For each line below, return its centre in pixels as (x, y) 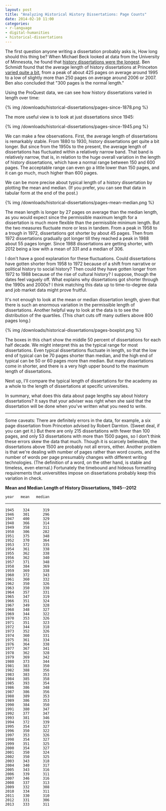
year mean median (27, 497)
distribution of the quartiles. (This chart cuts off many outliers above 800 (79, 315)
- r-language (19, 28)
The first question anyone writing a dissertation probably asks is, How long (81, 51)
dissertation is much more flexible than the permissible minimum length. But (82, 223)
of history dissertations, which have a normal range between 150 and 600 (80, 162)
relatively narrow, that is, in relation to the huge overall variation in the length (83, 157)
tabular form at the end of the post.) (41, 193)
